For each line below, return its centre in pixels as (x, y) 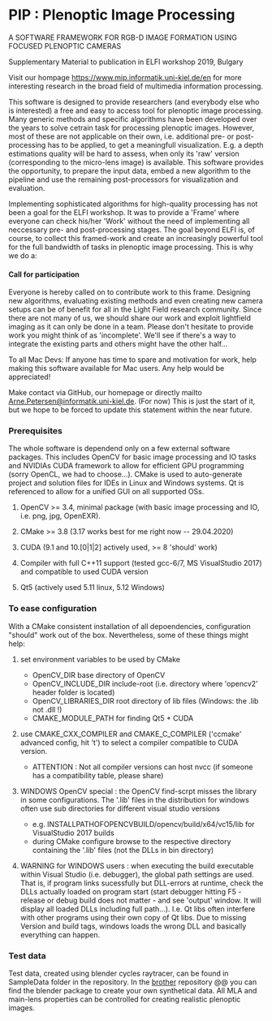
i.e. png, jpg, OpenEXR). (60, 516)
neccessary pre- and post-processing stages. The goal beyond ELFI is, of (132, 230)
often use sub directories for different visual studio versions (120, 808)
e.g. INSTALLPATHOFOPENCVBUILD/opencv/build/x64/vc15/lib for (143, 824)
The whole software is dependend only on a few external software (119, 449)
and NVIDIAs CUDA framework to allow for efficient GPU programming (126, 466)
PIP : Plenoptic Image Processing (122, 15)
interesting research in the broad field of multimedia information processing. (136, 86)
